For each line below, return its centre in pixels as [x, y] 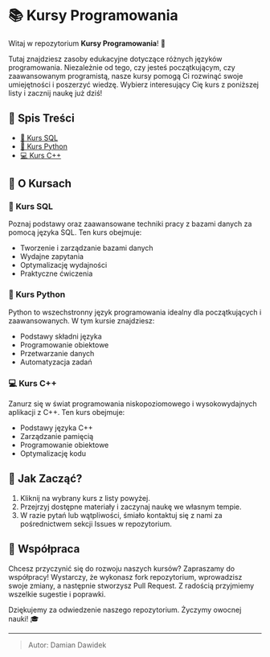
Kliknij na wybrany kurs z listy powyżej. [85, 498]
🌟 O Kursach [40, 184]
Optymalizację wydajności [63, 265]
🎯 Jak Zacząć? [45, 479]
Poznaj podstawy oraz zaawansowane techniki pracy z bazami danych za [130, 224]
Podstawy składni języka [61, 336]
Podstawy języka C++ [57, 428]
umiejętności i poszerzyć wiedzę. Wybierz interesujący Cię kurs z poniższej [134, 84]
